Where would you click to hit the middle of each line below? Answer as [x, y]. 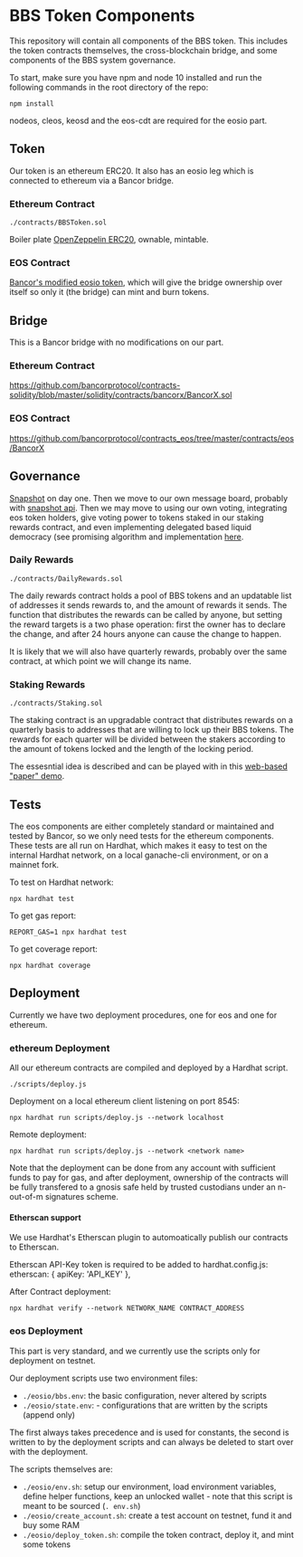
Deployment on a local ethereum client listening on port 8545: [124, 1101]
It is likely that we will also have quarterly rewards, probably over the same [148, 651]
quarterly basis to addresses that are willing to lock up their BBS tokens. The [151, 730]
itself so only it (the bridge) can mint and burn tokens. [109, 292]
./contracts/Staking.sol [56, 703]
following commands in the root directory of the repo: [109, 87]
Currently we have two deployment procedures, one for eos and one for [143, 1015]
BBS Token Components [102, 16]
